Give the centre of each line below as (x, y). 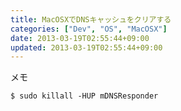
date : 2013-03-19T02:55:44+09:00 (80, 38)
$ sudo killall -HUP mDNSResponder (84, 96)
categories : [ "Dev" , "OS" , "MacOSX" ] (89, 29)
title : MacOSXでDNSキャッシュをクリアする (91, 19)
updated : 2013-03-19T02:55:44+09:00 (86, 47)
